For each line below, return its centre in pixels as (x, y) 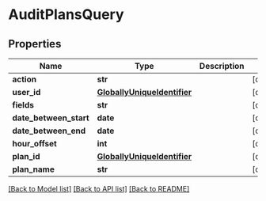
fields (23, 105)
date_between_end (49, 131)
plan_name (34, 169)
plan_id (26, 156)
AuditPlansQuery (66, 15)
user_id (27, 92)
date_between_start (51, 118)
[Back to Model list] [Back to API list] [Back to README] (99, 189)
